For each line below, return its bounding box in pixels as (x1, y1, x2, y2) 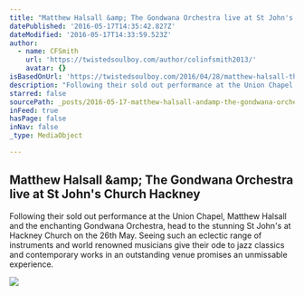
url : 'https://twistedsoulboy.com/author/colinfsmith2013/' (25, 55, 257, 64)
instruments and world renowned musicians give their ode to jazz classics (9, 239, 285, 250)
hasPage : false (9, 114, 67, 123)
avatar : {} (25, 64, 67, 73)
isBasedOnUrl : (9, 72, 63, 81)
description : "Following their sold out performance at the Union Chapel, (9, 81, 298, 90)
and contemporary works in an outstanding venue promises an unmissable (9, 249, 288, 260)
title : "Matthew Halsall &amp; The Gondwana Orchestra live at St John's (9, 13, 294, 23)
